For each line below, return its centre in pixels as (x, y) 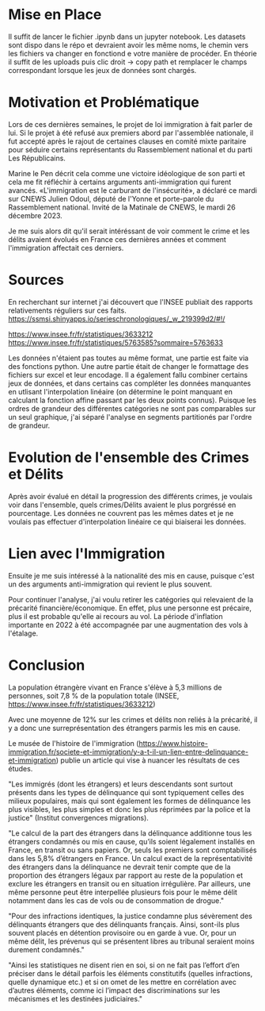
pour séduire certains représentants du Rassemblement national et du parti (131, 149)
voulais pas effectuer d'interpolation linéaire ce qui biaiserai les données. (127, 521)
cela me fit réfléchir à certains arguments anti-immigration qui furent (120, 182)
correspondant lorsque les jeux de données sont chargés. (102, 70)
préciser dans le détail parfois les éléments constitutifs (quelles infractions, (131, 973)
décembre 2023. (36, 215)
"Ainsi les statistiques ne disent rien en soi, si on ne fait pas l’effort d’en (124, 965)
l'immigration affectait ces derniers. (66, 248)
